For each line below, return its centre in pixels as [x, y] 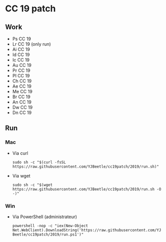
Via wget [21, 176]
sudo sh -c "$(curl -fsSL [39, 162]
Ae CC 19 [22, 86]
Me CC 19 [22, 91]
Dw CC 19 [23, 107]
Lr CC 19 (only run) [31, 44]
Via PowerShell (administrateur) [45, 217]
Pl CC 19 [21, 76]
